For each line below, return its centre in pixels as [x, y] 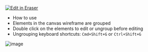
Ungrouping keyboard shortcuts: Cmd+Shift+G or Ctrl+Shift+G [77, 34]
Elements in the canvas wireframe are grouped [62, 23]
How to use [25, 18]
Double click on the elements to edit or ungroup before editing [78, 29]
